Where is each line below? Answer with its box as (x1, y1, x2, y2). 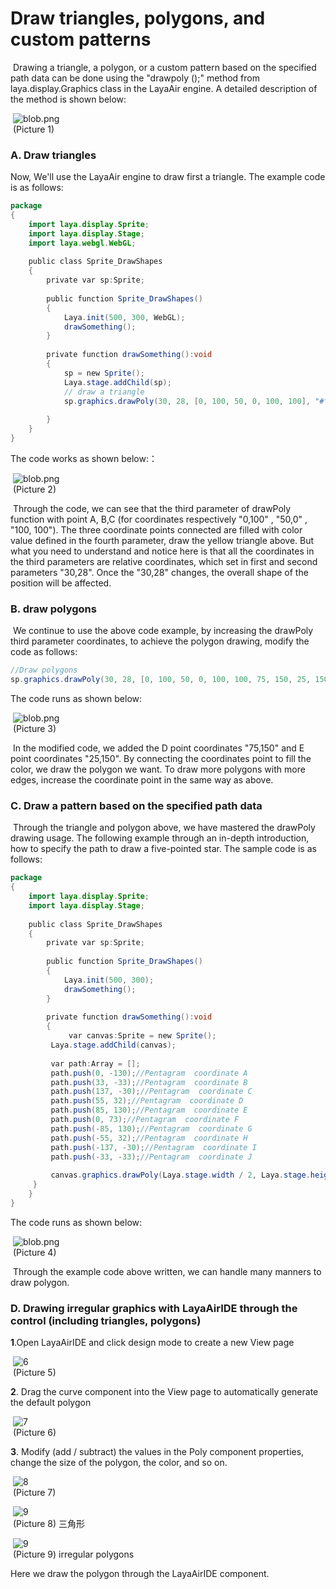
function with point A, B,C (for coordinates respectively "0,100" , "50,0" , (10, 513, 308, 525)
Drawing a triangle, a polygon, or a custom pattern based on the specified (12, 61, 317, 73)
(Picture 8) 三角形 (12, 1518, 86, 1530)
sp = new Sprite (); (63, 368, 145, 378)
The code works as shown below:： (10, 452, 158, 464)
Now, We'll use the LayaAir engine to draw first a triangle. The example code (10, 171, 326, 183)
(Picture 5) (12, 1367, 57, 1379)
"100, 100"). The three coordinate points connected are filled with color (10, 523, 303, 536)
